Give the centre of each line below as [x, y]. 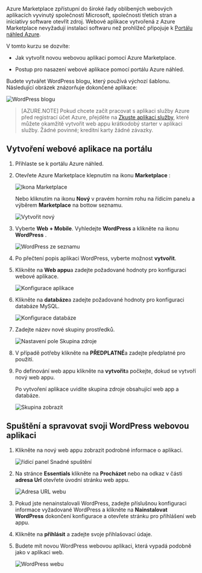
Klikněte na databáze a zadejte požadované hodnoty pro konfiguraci [99, 299]
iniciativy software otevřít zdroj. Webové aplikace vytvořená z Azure [91, 21]
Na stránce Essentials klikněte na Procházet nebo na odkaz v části [99, 473]
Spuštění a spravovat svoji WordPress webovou [98, 426]
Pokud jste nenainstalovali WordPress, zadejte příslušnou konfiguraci [101, 503]
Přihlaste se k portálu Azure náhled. [59, 163]
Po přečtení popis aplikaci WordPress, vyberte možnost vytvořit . [96, 258]
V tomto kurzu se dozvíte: [38, 46]
